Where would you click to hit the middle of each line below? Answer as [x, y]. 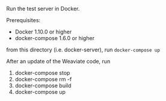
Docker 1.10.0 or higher [43, 32]
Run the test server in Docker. [43, 9]
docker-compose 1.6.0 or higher [55, 38]
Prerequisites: [23, 20]
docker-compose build [43, 85]
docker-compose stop [42, 73]
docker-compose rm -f [43, 79]
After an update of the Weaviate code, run [58, 61]
